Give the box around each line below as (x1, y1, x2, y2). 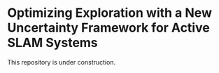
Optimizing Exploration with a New (7, 5, 212, 21)
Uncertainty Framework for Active (7, 20, 210, 36)
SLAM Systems (7, 35, 98, 51)
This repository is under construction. (7, 58, 116, 66)
